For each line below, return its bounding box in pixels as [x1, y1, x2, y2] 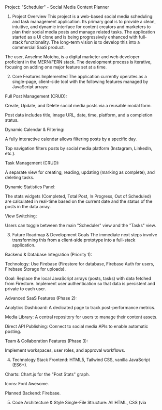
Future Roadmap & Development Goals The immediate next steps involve [12, 232, 158, 237]
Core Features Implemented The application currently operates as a [12, 74, 147, 79]
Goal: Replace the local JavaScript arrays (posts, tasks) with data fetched [5, 276, 151, 281]
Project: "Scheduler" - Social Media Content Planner [5, 4, 109, 10]
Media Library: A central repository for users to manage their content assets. [5, 314, 158, 320]
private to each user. [5, 286, 46, 292]
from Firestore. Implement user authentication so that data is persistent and [5, 281, 156, 286]
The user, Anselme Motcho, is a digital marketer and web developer [5, 54, 140, 60]
